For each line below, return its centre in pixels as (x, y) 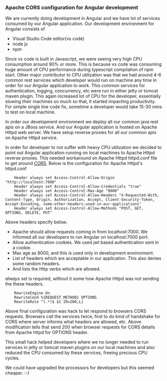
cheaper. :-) (17, 373)
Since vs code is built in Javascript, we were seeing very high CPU (74, 59)
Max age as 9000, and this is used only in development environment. (83, 253)
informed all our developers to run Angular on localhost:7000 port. (81, 237)
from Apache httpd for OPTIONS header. (47, 332)
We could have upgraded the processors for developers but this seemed (80, 368)
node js (20, 44)
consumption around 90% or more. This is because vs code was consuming (83, 64)
